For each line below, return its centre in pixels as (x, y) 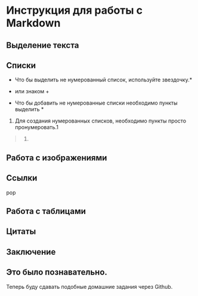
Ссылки (22, 178)
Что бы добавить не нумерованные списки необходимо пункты (96, 103)
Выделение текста (43, 45)
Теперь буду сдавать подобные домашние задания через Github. (89, 286)
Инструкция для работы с (75, 10)
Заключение (31, 252)
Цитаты (21, 232)
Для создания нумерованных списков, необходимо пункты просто (100, 121)
